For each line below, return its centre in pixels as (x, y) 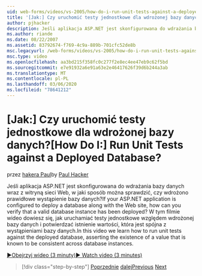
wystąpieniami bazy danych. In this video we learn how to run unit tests (94, 230)
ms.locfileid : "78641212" (39, 90)
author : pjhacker (28, 23)
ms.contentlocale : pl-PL (38, 79)
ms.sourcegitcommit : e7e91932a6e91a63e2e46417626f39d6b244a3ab (88, 67)
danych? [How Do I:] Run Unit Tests (95, 145)
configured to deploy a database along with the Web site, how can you (94, 205)
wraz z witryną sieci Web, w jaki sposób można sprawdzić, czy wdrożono (98, 192)
